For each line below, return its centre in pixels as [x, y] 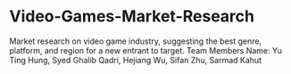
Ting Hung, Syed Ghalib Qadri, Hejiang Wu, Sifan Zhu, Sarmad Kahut [135, 60]
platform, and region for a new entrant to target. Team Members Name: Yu [146, 50]
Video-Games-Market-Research [132, 16]
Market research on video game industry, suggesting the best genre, [135, 41]
